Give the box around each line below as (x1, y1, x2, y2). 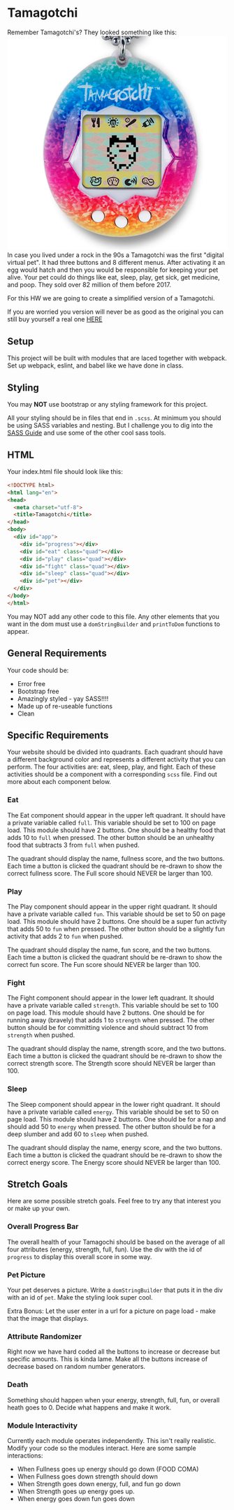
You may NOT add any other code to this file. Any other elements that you (7, 612, 220, 620)
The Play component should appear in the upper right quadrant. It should (7, 903, 218, 911)
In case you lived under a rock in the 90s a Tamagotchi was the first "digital (7, 251, 224, 259)
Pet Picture (7, 1270, 45, 1279)
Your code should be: (7, 666, 69, 674)
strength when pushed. (7, 1031, 75, 1039)
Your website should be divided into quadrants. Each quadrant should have (7, 748, 224, 756)
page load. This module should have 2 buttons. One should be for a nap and (7, 1115, 226, 1123)
